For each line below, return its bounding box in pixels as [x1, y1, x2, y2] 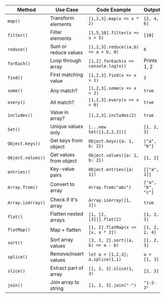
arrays [50, 217, 65, 223]
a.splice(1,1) [88, 257, 122, 262]
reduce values [50, 49, 83, 56]
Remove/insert [50, 251, 84, 257]
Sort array [50, 236, 74, 243]
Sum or [50, 43, 67, 50]
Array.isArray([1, [88, 198, 132, 203]
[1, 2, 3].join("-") [88, 283, 137, 288]
